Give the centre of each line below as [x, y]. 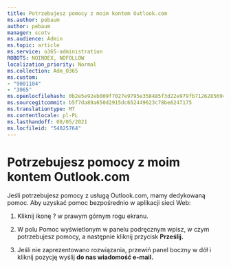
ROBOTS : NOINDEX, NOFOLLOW [46, 58]
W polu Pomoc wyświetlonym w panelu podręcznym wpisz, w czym [113, 230]
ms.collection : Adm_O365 [43, 71]
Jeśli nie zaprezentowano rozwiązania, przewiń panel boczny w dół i [114, 250]
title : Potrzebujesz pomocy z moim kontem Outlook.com [87, 13]
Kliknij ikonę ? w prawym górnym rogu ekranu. [83, 216]
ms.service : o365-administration [55, 52]
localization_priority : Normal [52, 64]
